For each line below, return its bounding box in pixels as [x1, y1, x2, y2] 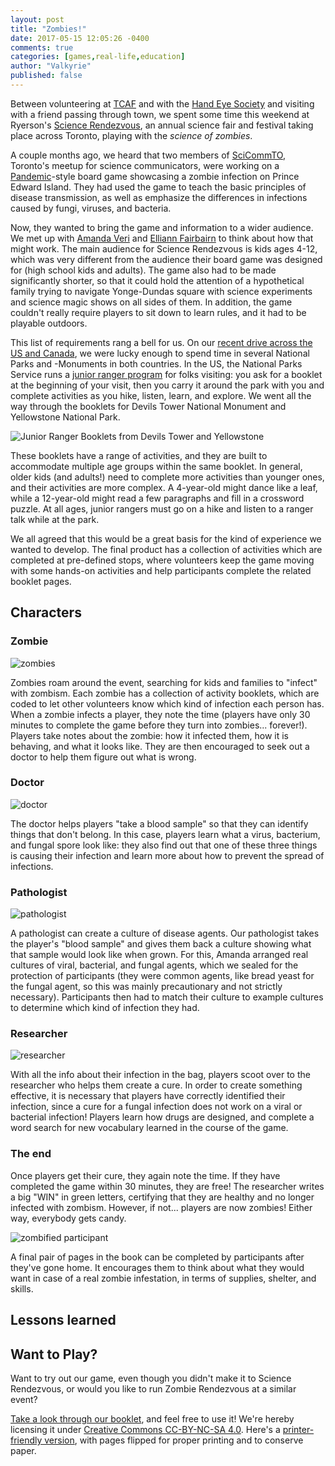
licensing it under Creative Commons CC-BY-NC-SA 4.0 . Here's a [10, 1423, 281, 1435]
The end [10, 1147, 52, 1161]
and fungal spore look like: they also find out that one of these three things [10, 839, 318, 851]
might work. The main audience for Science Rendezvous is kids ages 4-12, [10, 242, 318, 255]
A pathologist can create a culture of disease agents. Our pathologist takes [10, 927, 320, 940]
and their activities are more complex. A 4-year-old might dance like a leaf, [10, 481, 318, 493]
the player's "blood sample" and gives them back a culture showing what [10, 938, 312, 950]
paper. [10, 1444, 37, 1456]
